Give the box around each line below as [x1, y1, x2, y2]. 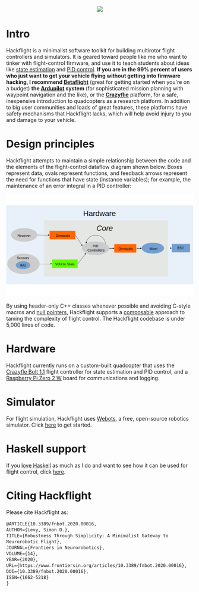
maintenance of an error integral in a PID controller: [6, 182, 132, 189]
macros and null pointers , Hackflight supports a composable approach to [6, 309, 185, 315]
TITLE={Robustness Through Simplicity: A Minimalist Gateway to [6, 533, 169, 538]
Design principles [6, 137, 95, 151]
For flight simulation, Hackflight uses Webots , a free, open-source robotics [6, 415, 189, 422]
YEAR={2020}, [6, 556, 39, 562]
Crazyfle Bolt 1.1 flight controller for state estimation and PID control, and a [6, 368, 188, 375]
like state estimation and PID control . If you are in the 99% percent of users [6, 65, 192, 73]
